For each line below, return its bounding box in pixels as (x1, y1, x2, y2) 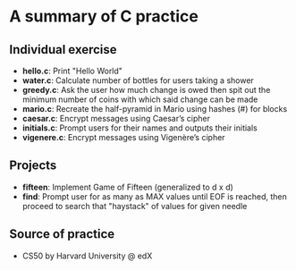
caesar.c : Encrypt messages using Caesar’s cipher (21, 114, 211, 123)
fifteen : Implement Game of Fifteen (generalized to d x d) (21, 181, 234, 192)
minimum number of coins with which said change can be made (21, 94, 258, 105)
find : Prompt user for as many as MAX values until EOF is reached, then (21, 190, 288, 202)
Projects (9, 158, 57, 173)
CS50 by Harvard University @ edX (21, 250, 153, 261)
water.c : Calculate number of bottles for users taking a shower (21, 75, 255, 86)
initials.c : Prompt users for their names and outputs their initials (21, 122, 258, 133)
